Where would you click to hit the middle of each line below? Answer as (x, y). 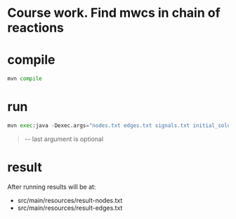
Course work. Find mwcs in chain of (114, 13)
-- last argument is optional (64, 139)
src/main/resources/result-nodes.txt (70, 200)
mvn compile (25, 79)
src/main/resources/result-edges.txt (70, 208)
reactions (36, 28)
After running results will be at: (52, 187)
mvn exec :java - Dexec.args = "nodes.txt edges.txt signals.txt (99, 125)
